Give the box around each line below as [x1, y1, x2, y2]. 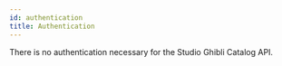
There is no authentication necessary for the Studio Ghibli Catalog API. [9, 46, 274, 57]
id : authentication [9, 13, 83, 23]
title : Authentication [9, 22, 95, 31]
